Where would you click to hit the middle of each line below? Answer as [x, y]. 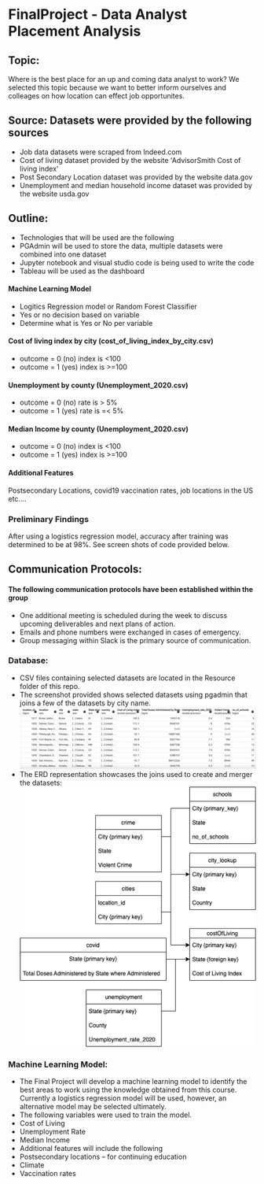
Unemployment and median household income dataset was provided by [136, 185]
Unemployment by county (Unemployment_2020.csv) [98, 385]
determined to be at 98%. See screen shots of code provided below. [119, 544]
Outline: [28, 218]
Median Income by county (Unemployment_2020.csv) [98, 429]
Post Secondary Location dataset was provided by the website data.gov [136, 177]
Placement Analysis [75, 31]
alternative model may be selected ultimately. [93, 1106]
